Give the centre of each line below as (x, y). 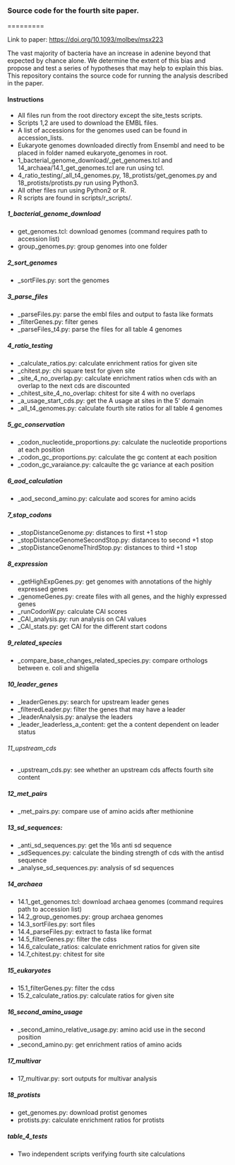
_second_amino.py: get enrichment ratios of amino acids (100, 1045)
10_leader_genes (33, 684)
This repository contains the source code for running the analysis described (117, 76)
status (26, 732)
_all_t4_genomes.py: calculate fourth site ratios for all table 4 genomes (120, 409)
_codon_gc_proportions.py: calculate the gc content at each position (117, 457)
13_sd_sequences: (35, 827)
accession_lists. (41, 138)
